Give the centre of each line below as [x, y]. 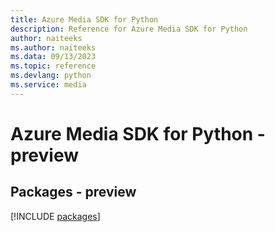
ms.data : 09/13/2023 [53, 57]
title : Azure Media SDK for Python [84, 19]
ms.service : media [48, 85]
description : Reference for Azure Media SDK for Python [129, 29]
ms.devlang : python [51, 76]
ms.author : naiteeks [53, 47]
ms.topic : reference [53, 66]
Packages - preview [73, 192]
